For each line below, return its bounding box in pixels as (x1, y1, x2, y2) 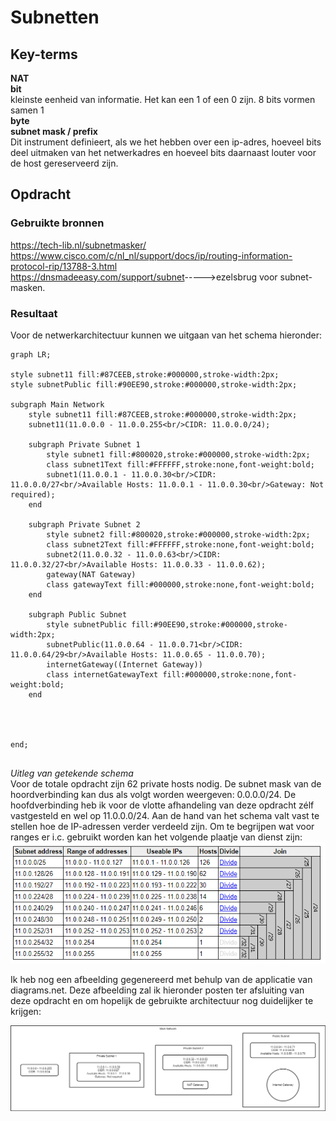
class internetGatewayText (46, 669, 159, 680)
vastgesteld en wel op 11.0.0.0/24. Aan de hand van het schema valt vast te (10, 809, 320, 821)
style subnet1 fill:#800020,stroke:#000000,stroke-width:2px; (46, 449, 311, 460)
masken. (10, 281, 46, 293)
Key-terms (10, 46, 78, 63)
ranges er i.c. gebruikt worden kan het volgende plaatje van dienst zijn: (10, 831, 303, 843)
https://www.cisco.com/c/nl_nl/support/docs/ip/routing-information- (10, 249, 293, 261)
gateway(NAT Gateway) (46, 569, 137, 580)
